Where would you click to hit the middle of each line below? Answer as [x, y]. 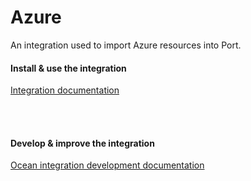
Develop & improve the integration [82, 143]
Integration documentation [65, 90]
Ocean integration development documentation [107, 165]
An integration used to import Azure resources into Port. [126, 45]
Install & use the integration [68, 68]
